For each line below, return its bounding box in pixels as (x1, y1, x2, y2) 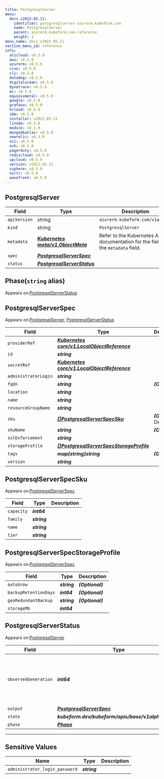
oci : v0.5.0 (9, 139, 34, 144)
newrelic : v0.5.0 (9, 134, 45, 139)
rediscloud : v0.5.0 (9, 153, 49, 157)
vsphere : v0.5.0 (9, 166, 42, 171)
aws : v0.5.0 (9, 57, 34, 62)
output (7, 706, 23, 712)
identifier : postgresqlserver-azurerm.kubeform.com (14, 21, 121, 26)
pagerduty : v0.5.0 (9, 148, 47, 153)
